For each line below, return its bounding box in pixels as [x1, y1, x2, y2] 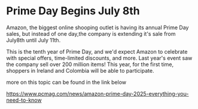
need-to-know [6, 96, 42, 104]
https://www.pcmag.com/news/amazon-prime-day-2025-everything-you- [6, 90, 189, 97]
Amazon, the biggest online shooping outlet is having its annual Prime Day [6, 24, 189, 31]
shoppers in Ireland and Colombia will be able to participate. [6, 67, 154, 74]
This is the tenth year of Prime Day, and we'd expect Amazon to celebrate [6, 48, 188, 55]
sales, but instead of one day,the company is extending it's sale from [6, 30, 176, 37]
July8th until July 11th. [6, 36, 61, 43]
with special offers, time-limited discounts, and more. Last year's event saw [6, 54, 193, 61]
